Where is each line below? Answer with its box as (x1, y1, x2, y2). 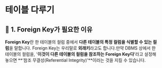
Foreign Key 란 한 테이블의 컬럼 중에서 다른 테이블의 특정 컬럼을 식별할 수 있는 (5, 39, 152, 45)
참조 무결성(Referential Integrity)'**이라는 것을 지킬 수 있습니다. (23, 57, 146, 63)
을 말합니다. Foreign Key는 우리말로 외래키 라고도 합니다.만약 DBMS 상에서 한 (9, 45, 156, 51)
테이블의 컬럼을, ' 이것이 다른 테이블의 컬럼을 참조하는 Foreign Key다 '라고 (5, 51, 143, 57)
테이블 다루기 (5, 4, 55, 16)
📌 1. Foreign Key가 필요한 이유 (5, 25, 93, 34)
